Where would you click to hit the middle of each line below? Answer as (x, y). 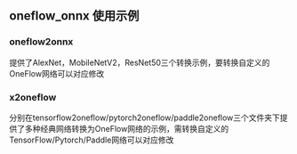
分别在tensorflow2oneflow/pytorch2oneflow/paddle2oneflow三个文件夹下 (144, 118)
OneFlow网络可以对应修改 (57, 73)
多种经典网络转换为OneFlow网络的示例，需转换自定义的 (127, 128)
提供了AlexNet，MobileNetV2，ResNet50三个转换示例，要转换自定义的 (140, 62)
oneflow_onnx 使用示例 (74, 16)
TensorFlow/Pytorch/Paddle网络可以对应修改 (92, 140)
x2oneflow (33, 97)
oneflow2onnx (41, 42)
